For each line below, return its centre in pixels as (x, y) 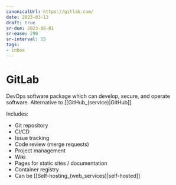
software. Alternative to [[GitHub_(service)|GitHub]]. (69, 102)
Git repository (31, 125)
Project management (40, 150)
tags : (13, 45)
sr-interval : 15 (26, 39)
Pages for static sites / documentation (61, 163)
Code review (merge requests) (52, 144)
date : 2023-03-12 (27, 17)
